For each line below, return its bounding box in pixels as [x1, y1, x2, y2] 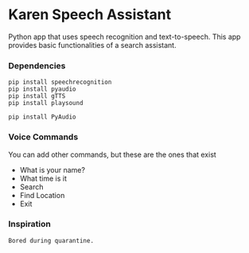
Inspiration [8, 219, 52, 230]
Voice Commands [8, 131, 79, 142]
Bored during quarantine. [8, 236, 94, 244]
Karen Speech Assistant [8, 6, 172, 24]
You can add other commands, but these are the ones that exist [8, 150, 216, 159]
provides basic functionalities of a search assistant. [8, 40, 177, 49]
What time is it [19, 173, 68, 183]
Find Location [19, 190, 65, 200]
